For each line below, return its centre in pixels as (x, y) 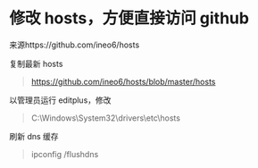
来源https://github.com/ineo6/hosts (75, 45)
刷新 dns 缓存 (34, 136)
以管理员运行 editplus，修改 (60, 100)
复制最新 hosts (36, 63)
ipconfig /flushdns (65, 154)
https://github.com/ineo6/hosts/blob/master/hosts (123, 81)
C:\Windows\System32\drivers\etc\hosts (106, 118)
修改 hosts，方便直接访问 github (129, 18)
